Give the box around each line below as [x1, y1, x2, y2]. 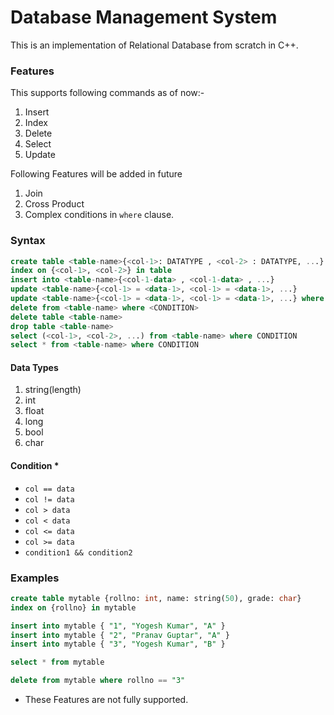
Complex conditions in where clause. [24, 209, 175, 221]
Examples [10, 571, 60, 585]
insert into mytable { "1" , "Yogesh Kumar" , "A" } [10, 621, 226, 631]
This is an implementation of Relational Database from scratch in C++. [10, 39, 299, 51]
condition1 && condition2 [24, 547, 133, 558]
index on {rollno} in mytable [10, 602, 137, 613]
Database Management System [10, 6, 278, 29]
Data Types [10, 361, 59, 373]
